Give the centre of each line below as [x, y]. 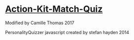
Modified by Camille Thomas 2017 [40, 23]
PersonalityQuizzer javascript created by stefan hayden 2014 [67, 32]
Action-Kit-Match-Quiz [54, 9]
